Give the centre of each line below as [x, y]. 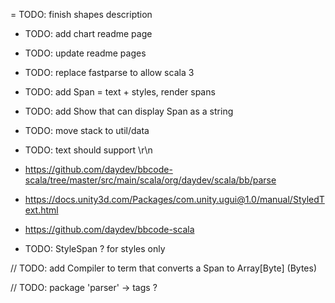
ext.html [41, 210]
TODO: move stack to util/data [87, 130]
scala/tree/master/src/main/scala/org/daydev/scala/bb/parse [150, 180]
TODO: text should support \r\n [88, 150]
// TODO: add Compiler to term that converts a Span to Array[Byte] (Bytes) [164, 268]
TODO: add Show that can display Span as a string [129, 111]
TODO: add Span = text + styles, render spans [120, 92]
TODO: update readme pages [85, 53]
